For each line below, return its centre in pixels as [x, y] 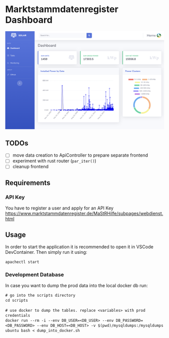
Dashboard [29, 20]
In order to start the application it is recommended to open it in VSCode [79, 247]
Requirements [28, 183]
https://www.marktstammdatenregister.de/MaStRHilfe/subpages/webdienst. [84, 214]
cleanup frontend [31, 167]
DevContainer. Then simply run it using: [46, 252]
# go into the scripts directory [40, 296]
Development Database [35, 275]
